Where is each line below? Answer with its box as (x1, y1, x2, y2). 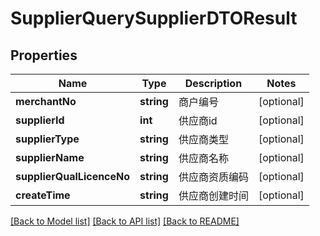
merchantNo (15, 95, 77, 108)
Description (184, 77, 243, 90)
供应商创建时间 (178, 189, 249, 202)
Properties (10, 47, 78, 64)
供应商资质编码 (178, 170, 249, 184)
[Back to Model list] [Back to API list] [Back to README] (10, 215, 240, 227)
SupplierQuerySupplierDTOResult (10, 7, 298, 30)
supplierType (15, 132, 80, 146)
